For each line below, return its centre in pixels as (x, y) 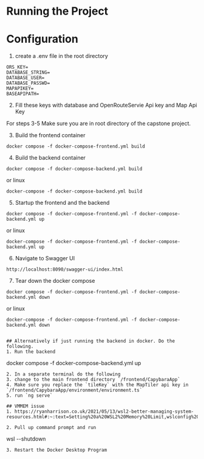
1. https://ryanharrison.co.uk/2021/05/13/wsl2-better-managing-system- (100, 412)
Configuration (42, 39)
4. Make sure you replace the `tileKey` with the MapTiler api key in (97, 385)
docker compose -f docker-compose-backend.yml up (74, 363)
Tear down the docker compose (55, 281)
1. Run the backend (31, 352)
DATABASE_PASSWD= (28, 84)
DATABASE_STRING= (28, 73)
